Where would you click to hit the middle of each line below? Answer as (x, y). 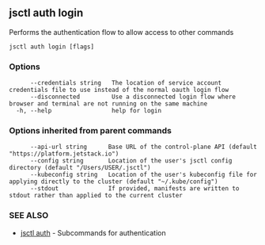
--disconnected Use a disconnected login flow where (133, 97)
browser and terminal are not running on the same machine (108, 104)
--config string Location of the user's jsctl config (131, 161)
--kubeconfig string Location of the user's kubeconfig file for (144, 175)
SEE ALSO (29, 216)
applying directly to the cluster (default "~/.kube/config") (114, 182)
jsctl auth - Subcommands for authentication (93, 232)
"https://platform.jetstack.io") (64, 154)
